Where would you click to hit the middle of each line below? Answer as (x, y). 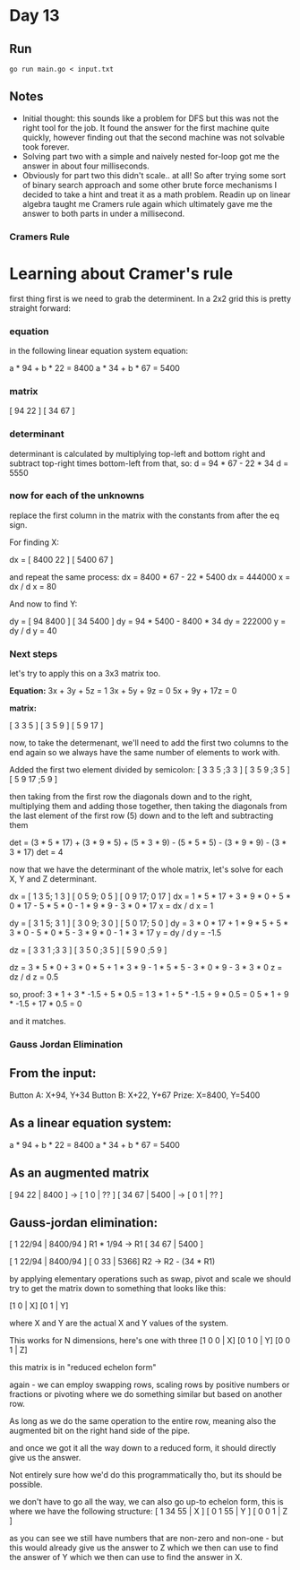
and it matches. (38, 1022)
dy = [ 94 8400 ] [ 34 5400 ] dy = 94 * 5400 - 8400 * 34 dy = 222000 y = (148, 621)
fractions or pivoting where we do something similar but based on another (146, 1394)
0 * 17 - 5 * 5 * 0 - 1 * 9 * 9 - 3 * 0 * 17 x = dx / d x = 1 (111, 906)
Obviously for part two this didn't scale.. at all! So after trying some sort (154, 175)
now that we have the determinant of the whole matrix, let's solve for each (146, 869)
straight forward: (40, 308)
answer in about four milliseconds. (86, 166)
